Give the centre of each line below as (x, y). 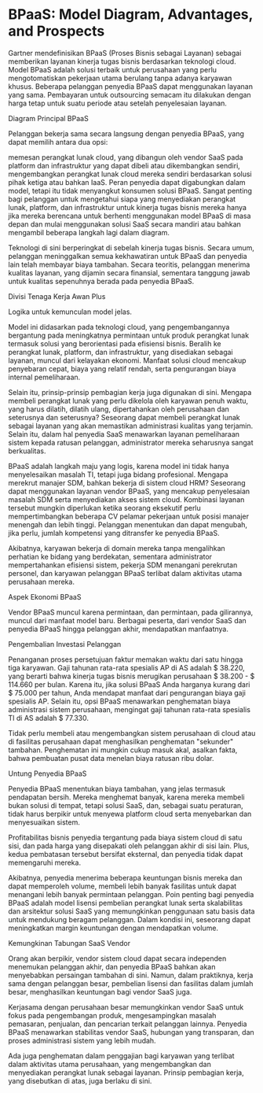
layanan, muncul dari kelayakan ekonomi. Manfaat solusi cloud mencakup (127, 360)
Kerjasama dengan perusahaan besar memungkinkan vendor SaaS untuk (126, 1007)
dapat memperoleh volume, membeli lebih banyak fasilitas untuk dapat (122, 886)
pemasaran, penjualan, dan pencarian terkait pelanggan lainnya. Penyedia (128, 1024)
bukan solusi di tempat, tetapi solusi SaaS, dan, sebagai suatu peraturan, (126, 805)
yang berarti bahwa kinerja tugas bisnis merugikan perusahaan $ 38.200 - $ (131, 676)
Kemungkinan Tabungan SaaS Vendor (69, 943)
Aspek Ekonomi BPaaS (45, 596)
